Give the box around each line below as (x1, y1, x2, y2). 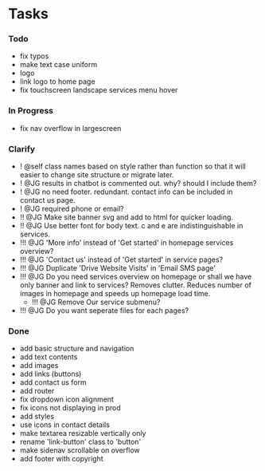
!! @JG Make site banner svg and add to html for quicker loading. (19, 212, 233, 222)
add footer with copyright (19, 454, 103, 464)
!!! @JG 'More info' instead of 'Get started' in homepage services (19, 238, 234, 247)
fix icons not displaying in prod (19, 403, 121, 413)
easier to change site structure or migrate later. (19, 170, 174, 180)
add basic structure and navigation (19, 344, 134, 354)
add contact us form (19, 378, 87, 387)
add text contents (19, 352, 78, 362)
